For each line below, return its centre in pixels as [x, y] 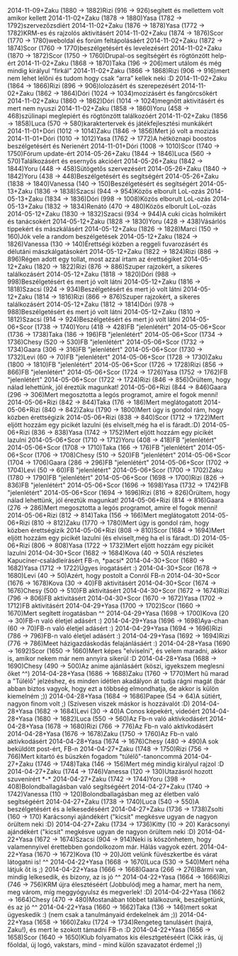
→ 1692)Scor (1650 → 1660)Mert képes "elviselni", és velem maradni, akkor [118, 651]
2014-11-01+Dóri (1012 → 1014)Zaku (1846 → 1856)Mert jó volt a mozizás [113, 131]
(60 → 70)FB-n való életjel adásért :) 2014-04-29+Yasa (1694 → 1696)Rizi [115, 628]
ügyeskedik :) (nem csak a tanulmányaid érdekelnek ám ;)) [93, 915]
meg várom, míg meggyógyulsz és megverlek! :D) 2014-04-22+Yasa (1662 [116, 892]
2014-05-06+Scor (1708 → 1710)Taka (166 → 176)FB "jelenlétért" [102, 448]
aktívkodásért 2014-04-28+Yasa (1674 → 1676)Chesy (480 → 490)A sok [113, 741]
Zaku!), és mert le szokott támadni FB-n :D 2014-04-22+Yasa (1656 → [109, 930]
